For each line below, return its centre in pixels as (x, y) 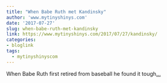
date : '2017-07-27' (31, 23)
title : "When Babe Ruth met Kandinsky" (56, 12)
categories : (21, 40)
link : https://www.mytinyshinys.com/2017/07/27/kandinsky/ (82, 34)
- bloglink (20, 46)
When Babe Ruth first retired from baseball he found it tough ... (83, 73)
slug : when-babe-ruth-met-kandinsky (52, 29)
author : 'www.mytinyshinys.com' (47, 17)
